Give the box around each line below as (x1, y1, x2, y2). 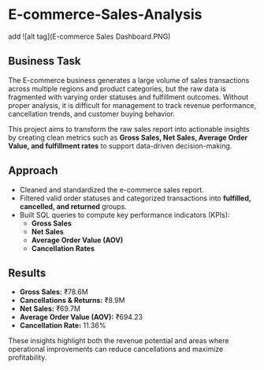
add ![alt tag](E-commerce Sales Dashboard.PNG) (8, 32, 171, 41)
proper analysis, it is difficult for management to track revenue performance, (8, 100, 257, 110)
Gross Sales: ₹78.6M (19, 287, 88, 297)
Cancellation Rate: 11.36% (19, 321, 106, 331)
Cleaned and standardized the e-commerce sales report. (19, 185, 205, 194)
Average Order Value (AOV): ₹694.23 (19, 312, 143, 322)
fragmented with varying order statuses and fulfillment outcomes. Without (8, 92, 249, 102)
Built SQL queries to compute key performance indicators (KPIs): (19, 210, 230, 219)
